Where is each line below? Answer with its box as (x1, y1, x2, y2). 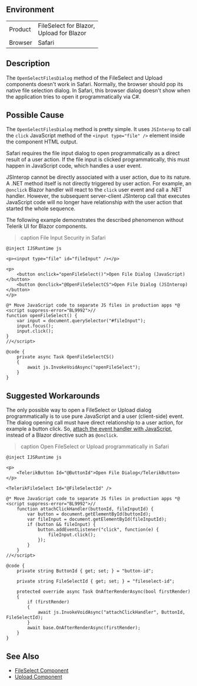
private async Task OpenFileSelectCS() (16, 354, 115, 360)
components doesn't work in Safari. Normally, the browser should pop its (6, 80, 183, 87)
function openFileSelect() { (6, 313, 78, 319)
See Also (6, 651, 39, 661)
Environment (6, 5, 55, 15)
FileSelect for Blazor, (38, 21, 95, 30)
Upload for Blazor (38, 29, 86, 37)
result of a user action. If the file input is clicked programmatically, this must (6, 156, 190, 163)
